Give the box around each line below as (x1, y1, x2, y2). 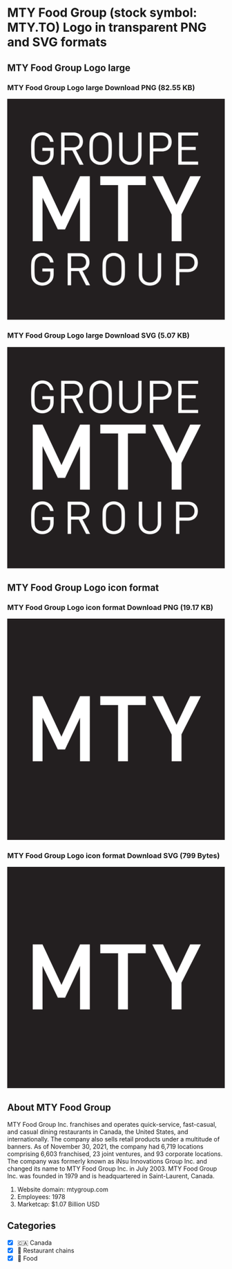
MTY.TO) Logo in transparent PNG (7, 19, 207, 35)
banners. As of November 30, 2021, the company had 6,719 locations (7, 1142, 204, 1150)
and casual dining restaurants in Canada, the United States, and (7, 1128, 188, 1136)
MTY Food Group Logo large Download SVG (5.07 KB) (7, 331, 190, 340)
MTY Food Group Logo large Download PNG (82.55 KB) (7, 82, 195, 92)
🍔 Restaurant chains (17, 1246, 75, 1254)
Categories (7, 1220, 57, 1232)
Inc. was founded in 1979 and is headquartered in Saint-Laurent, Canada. (7, 1171, 215, 1180)
